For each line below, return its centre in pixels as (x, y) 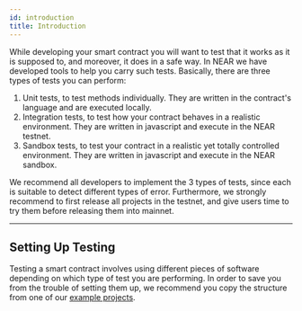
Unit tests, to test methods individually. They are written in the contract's (157, 98)
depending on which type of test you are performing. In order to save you (145, 279)
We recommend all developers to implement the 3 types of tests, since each (151, 182)
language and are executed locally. (87, 107)
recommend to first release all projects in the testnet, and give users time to (149, 201)
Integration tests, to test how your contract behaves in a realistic (141, 117)
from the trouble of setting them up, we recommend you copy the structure (148, 288)
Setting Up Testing (62, 247)
